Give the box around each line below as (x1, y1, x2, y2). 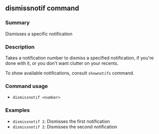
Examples (5, 107, 30, 114)
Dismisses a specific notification (5, 30, 73, 37)
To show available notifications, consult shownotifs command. (5, 70, 135, 76)
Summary (5, 19, 30, 26)
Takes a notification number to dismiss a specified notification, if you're (5, 55, 154, 61)
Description (5, 43, 35, 50)
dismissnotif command (5, 4, 79, 13)
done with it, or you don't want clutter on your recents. (5, 60, 119, 66)
